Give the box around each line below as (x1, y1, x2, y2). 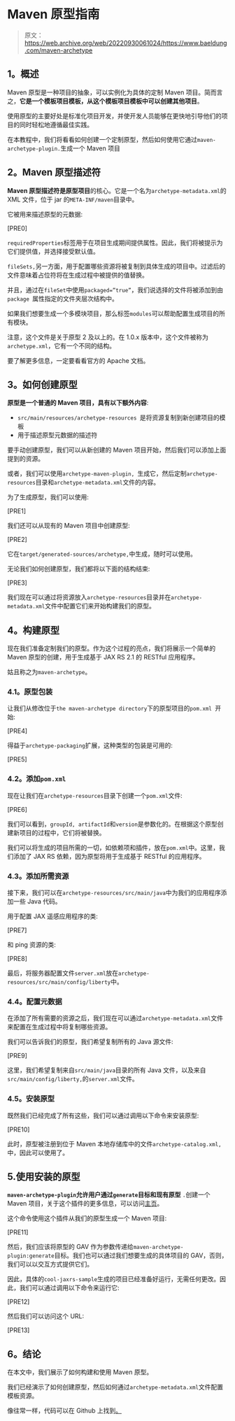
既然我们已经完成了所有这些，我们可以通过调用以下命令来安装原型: (7, 1111, 199, 1120)
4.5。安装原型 (7, 1094, 55, 1104)
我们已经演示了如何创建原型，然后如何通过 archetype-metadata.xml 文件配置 (7, 1383, 224, 1392)
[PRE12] (7, 1298, 30, 1306)
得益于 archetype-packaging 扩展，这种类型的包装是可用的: (7, 741, 173, 750)
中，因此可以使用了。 (7, 1148, 69, 1157)
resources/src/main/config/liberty (7, 979, 111, 986)
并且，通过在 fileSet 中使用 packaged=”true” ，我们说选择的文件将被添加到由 (7, 285, 224, 294)
